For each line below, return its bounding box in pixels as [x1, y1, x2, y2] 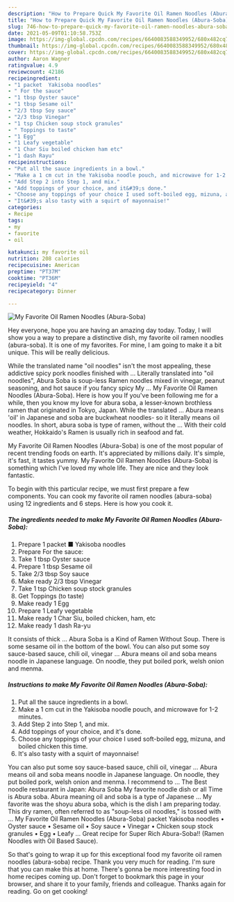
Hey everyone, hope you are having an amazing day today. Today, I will [8, 326, 211, 334]
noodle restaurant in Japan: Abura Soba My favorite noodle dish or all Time [8, 785, 223, 794]
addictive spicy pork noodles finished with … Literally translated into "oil [8, 369, 214, 377]
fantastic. [8, 471, 35, 479]
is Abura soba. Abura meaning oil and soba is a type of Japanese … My [8, 793, 212, 801]
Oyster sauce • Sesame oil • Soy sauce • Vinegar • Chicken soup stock [8, 822, 214, 830]
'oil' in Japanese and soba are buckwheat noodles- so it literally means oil [8, 413, 220, 422]
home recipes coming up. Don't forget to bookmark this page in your [8, 873, 204, 881]
